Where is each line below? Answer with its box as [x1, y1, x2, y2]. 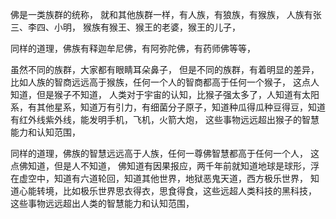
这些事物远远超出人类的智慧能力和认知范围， [10, 198, 195, 209]
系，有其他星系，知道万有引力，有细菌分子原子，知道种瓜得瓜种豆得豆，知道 [10, 101, 326, 113]
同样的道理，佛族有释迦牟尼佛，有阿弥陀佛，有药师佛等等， [10, 43, 256, 54]
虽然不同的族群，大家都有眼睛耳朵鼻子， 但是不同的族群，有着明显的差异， [10, 64, 320, 75]
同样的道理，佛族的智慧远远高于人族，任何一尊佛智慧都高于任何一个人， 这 [10, 148, 320, 159]
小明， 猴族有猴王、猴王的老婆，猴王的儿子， [53, 21, 241, 33]
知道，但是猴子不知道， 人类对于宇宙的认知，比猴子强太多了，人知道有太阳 [10, 89, 320, 100]
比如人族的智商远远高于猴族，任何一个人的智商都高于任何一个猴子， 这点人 [10, 76, 320, 88]
